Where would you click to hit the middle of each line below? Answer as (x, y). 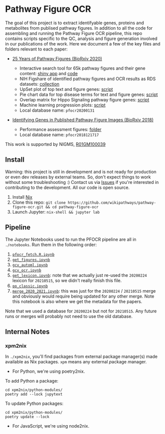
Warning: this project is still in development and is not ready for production (81, 172)
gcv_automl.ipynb (30, 265)
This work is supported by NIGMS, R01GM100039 (55, 144)
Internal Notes (28, 331)
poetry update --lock (27, 417)
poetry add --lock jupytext (34, 394)
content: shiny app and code (49, 73)
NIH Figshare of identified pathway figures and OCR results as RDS (88, 79)
